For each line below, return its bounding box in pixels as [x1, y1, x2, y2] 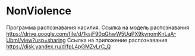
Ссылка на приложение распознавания [67, 36, 168, 43]
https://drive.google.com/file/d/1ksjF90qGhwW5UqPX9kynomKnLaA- [6, 30, 177, 37]
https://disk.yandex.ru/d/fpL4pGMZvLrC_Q [6, 43, 111, 50]
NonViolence [6, 4, 72, 18]
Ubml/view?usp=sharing [6, 36, 67, 43]
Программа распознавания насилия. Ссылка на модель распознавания [6, 24, 190, 31]
